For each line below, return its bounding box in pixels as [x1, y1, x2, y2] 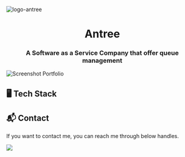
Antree [84, 27, 120, 41]
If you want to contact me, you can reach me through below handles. [6, 132, 180, 139]
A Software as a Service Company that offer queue [26, 49, 179, 57]
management [82, 57, 123, 65]
